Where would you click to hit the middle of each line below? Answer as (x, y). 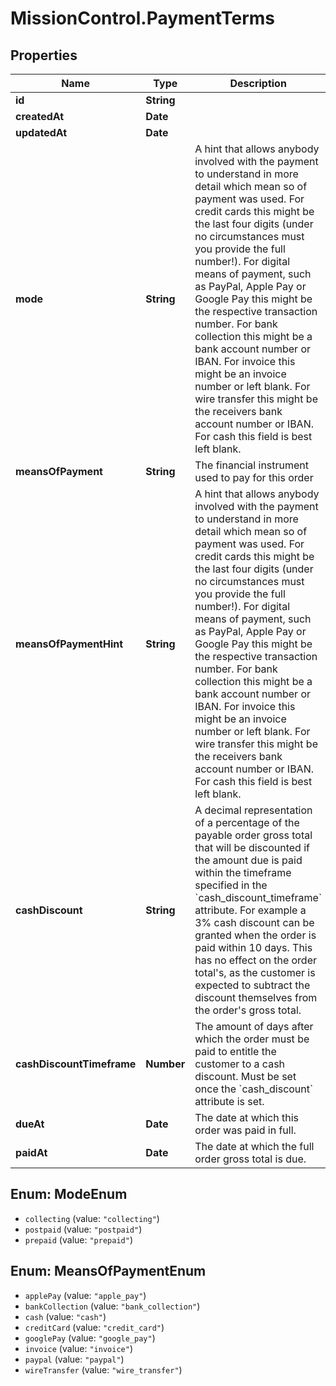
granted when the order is (255, 935)
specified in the (231, 885)
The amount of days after (254, 1026)
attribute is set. (229, 1101)
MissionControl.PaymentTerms (143, 18)
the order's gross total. (248, 1010)
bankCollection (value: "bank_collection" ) (112, 1306)
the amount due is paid (248, 860)
